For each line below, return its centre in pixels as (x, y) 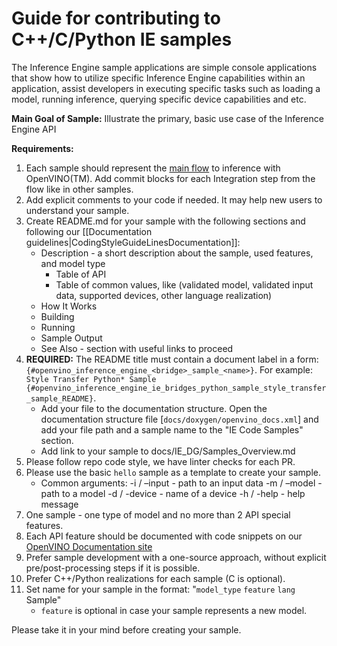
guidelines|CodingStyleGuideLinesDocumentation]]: (133, 242)
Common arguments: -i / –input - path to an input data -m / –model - (181, 483)
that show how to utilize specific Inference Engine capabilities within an (158, 78)
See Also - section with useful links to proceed (137, 348)
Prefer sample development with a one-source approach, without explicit (176, 557)
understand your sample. (77, 210)
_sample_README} (59, 398)
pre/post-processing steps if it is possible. (113, 568)
